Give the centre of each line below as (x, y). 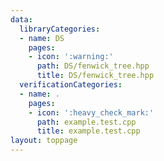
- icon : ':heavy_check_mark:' (91, 112)
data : (21, 19)
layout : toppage (44, 141)
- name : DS (42, 38)
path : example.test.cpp (86, 122)
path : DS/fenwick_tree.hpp (93, 66)
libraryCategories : (60, 29)
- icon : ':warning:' (71, 57)
